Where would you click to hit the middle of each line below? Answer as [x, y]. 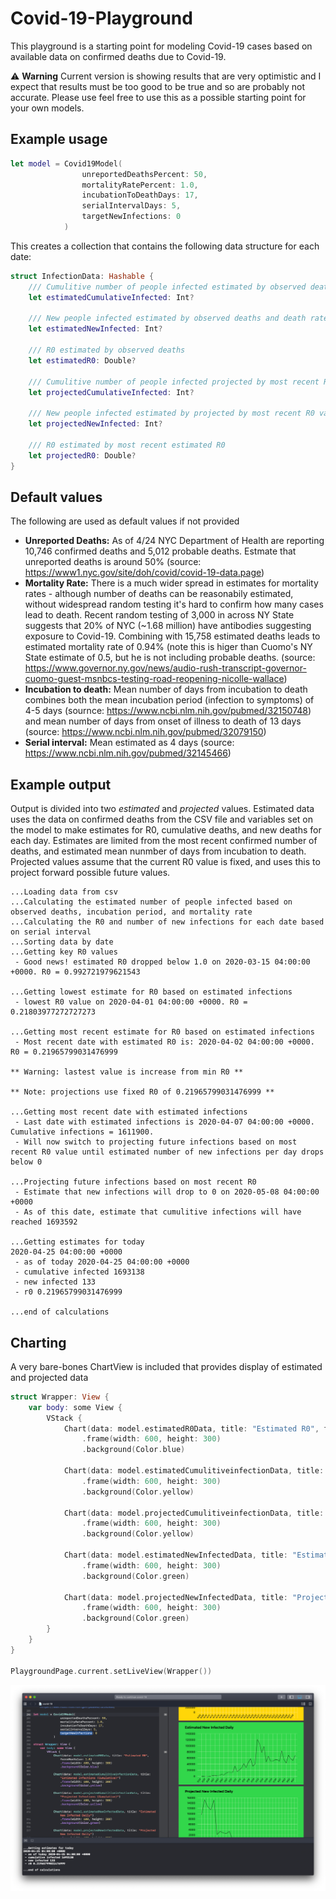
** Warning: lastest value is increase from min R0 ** [127, 1072]
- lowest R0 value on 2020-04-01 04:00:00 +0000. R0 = [131, 1002]
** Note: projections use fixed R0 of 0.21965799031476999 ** [142, 1092]
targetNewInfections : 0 [131, 217]
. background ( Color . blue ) [133, 1450]
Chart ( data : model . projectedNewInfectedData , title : [175, 1597]
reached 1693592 [44, 1222]
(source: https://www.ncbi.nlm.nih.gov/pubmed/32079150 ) [145, 732]
